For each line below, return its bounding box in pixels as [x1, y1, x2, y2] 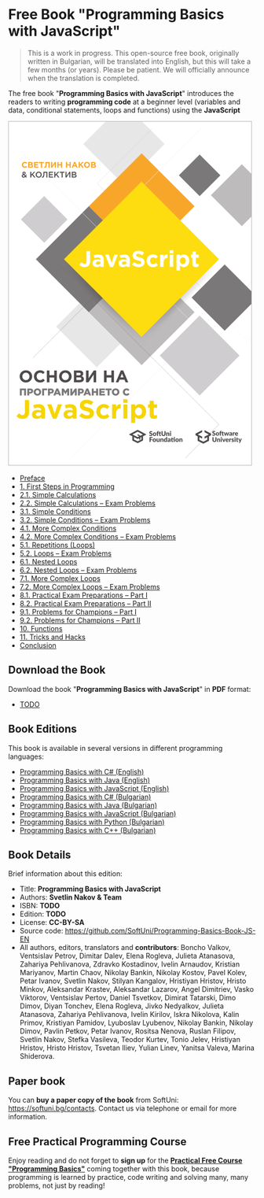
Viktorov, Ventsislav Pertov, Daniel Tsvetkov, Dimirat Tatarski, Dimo [19, 993, 236, 1003]
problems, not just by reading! [8, 1181, 105, 1190]
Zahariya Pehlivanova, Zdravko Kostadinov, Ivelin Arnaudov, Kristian [19, 960, 240, 969]
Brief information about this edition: [8, 869, 123, 878]
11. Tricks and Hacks [19, 632, 86, 642]
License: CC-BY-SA [19, 918, 85, 927]
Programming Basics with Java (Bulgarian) [19, 801, 158, 810]
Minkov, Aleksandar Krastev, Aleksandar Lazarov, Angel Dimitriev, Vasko [19, 985, 254, 994]
